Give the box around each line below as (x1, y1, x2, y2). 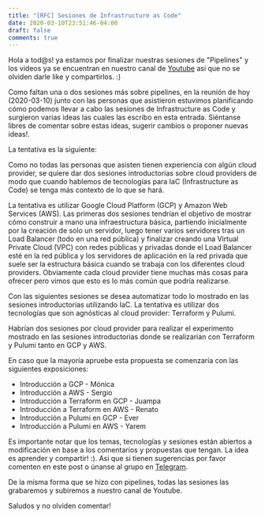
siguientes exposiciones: (8, 365, 89, 374)
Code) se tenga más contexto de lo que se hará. (8, 185, 165, 195)
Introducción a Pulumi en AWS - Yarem (19, 422, 147, 431)
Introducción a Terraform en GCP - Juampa (19, 396, 162, 406)
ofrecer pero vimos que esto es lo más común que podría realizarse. (8, 276, 231, 285)
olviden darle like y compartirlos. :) (8, 72, 121, 81)
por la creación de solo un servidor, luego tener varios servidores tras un (8, 226, 245, 236)
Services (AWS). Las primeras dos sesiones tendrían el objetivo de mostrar (8, 209, 252, 218)
